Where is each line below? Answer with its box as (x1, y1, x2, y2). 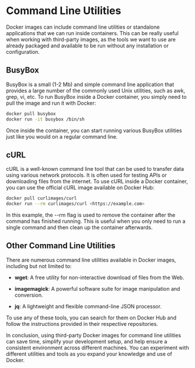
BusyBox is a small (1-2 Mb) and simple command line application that (6, 81, 174, 88)
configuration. (6, 48, 40, 55)
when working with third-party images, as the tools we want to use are (6, 36, 176, 43)
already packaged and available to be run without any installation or (6, 42, 169, 49)
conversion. (14, 291, 43, 298)
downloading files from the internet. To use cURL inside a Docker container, (6, 178, 188, 185)
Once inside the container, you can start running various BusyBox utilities (6, 127, 182, 134)
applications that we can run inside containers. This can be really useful (6, 29, 179, 36)
